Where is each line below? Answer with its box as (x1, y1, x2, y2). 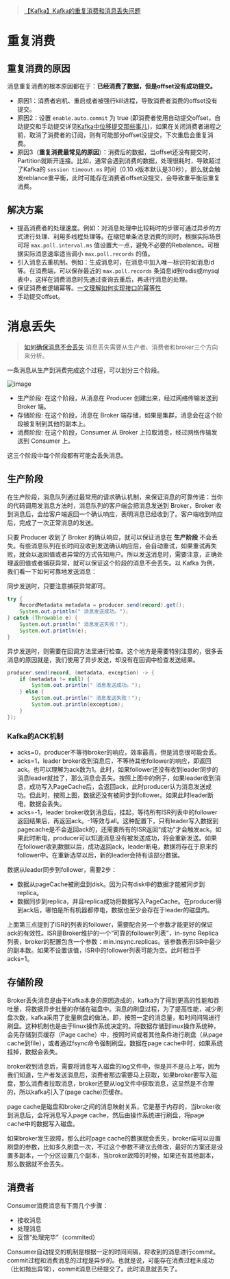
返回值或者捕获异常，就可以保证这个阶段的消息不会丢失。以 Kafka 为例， (12, 559, 219, 567)
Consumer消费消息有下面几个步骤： (7, 1201, 109, 1209)
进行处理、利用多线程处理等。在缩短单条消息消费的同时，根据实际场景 (23, 232, 221, 241)
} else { (19, 688, 44, 695)
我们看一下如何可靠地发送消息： (7, 567, 97, 575)
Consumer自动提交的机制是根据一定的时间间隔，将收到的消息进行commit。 (7, 1247, 220, 1256)
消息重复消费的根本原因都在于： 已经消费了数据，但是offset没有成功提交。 (7, 82, 217, 90)
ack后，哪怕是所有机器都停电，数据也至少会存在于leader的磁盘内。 (23, 905, 214, 914)
